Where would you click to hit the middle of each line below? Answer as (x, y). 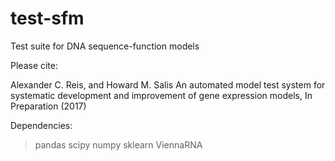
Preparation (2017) (48, 106)
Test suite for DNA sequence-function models (105, 46)
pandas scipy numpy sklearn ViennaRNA (118, 144)
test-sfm (47, 18)
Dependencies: (41, 125)
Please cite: (34, 65)
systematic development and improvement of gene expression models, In (161, 95)
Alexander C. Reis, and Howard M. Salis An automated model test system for (168, 84)
